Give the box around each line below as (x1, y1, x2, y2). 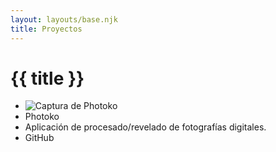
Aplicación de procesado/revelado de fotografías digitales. (24, 121, 267, 133)
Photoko (24, 111, 60, 123)
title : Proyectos (10, 24, 83, 34)
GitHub (24, 132, 55, 144)
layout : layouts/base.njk (10, 14, 118, 25)
